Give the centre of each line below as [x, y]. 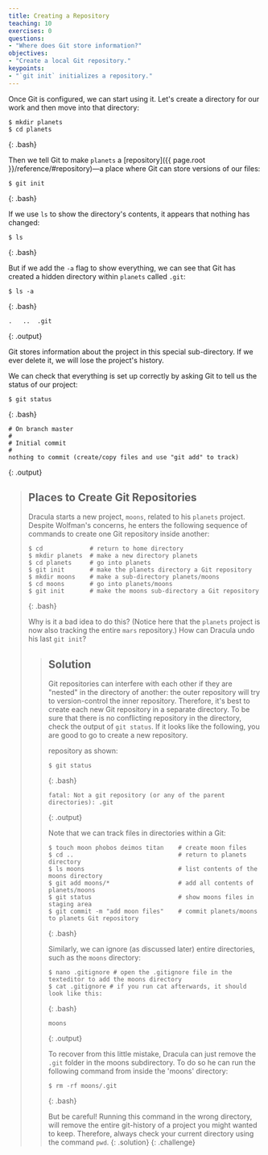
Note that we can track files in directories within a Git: [137, 833]
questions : [27, 38]
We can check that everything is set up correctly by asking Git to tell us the [133, 375]
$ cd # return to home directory [105, 549]
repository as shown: [83, 751]
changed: [24, 222]
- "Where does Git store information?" [75, 46]
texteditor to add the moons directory [115, 980]
